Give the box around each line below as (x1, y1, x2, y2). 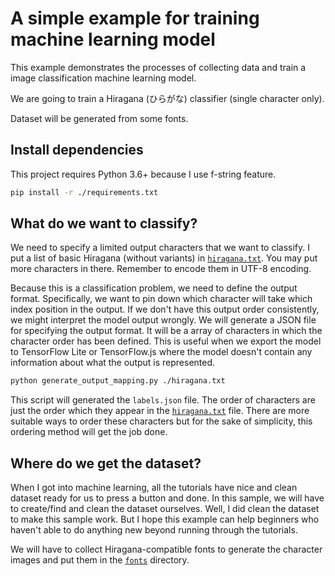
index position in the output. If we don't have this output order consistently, (10, 303, 320, 316)
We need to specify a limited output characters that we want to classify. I (10, 242, 311, 254)
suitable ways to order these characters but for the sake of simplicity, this (10, 415, 313, 427)
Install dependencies (10, 142, 144, 159)
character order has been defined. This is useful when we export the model (10, 335, 322, 347)
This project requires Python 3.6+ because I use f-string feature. (10, 168, 277, 180)
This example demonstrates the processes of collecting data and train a (10, 61, 307, 73)
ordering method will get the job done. (10, 426, 168, 438)
